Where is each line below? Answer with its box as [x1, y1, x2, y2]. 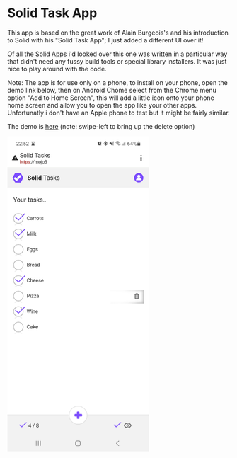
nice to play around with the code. [7, 64, 108, 73]
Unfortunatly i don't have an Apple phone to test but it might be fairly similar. [7, 108, 230, 117]
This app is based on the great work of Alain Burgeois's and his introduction [7, 28, 229, 37]
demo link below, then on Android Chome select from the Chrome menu [7, 86, 217, 94]
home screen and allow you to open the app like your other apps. [7, 101, 197, 109]
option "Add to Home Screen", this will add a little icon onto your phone [7, 93, 214, 102]
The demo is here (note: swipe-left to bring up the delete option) [7, 122, 195, 130]
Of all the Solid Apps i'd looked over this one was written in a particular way [7, 50, 228, 58]
